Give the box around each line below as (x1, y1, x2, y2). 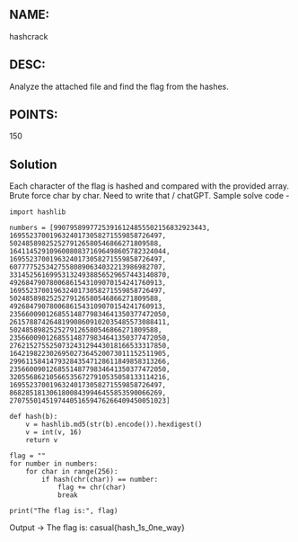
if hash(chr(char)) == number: (41, 475, 159, 484)
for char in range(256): (25, 467, 118, 476)
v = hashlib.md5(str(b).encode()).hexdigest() (25, 420, 203, 430)
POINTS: (9, 107, 58, 122)
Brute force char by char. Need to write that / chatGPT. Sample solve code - (9, 191, 290, 201)
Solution (9, 156, 57, 172)
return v (25, 436, 58, 445)
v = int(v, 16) (25, 428, 83, 437)
